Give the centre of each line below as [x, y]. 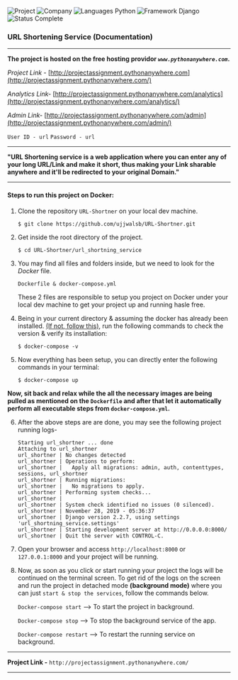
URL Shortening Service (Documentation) [80, 37]
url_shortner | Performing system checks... [84, 492]
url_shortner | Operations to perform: [76, 461]
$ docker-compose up [48, 380]
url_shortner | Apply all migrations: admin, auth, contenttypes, [121, 467]
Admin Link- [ [27, 115]
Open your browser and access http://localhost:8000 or [102, 549]
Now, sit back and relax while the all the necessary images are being [110, 393]
